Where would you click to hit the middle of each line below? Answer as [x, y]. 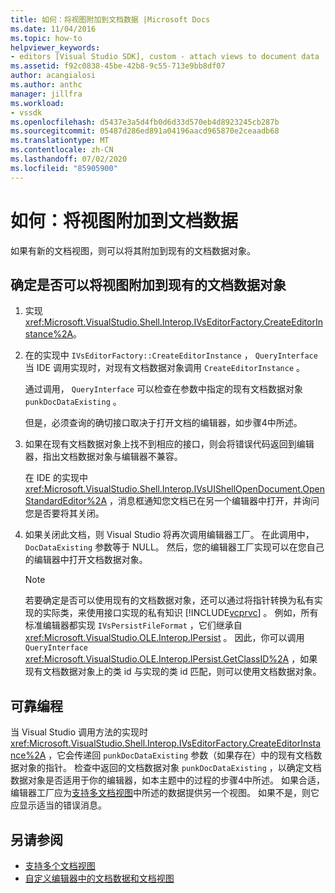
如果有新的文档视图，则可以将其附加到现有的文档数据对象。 [133, 250]
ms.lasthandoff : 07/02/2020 [69, 159]
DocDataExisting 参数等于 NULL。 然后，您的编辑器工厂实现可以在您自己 [174, 547]
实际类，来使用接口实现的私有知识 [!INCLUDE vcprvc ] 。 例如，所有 [180, 613]
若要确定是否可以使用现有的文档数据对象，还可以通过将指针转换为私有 [169, 600]
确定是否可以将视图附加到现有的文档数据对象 [148, 284]
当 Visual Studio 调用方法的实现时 [79, 732]
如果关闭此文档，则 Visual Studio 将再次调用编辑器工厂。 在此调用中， [169, 535]
